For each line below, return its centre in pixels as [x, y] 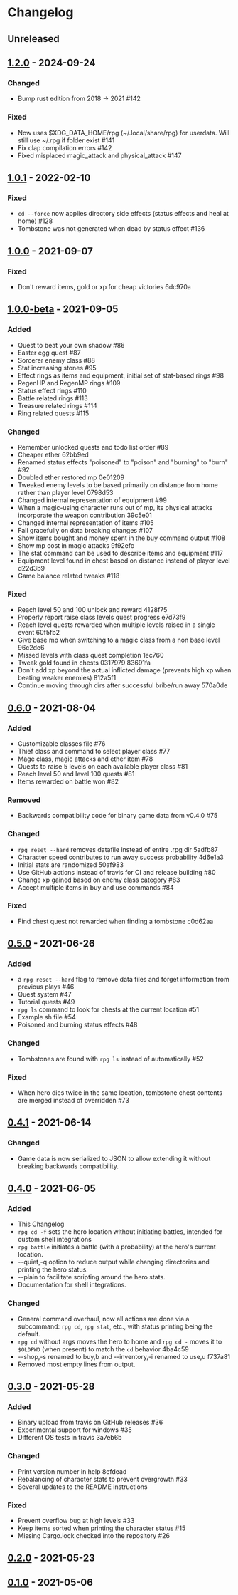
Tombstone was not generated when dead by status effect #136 [111, 229]
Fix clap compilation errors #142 [65, 147]
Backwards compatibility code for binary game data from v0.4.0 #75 [118, 816]
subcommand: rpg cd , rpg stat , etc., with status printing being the [115, 1326]
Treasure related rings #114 [57, 405]
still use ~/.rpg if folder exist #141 [66, 140]
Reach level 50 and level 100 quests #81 [76, 774]
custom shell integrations [55, 1240]
